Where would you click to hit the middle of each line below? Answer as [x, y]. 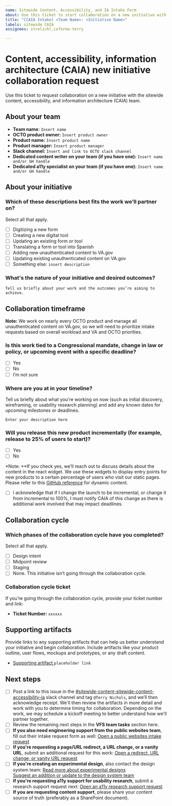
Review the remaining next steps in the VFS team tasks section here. [86, 725]
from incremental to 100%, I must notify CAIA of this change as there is [88, 499]
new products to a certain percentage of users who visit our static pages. [83, 477]
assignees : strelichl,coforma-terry [44, 29]
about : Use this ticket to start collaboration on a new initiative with [86, 15]
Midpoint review [30, 562]
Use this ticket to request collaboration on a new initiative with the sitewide [84, 95]
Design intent [27, 556]
